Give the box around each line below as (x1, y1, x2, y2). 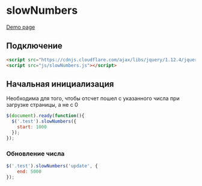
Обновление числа (6, 149, 65, 158)
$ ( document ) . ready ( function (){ (6, 113, 85, 119)
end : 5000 (17, 169, 42, 175)
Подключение (6, 41, 63, 51)
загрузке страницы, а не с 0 (6, 101, 78, 109)
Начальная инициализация (6, 79, 114, 89)
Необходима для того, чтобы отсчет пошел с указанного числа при (6, 95, 180, 102)
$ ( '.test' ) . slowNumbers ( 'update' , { (6, 163, 98, 169)
